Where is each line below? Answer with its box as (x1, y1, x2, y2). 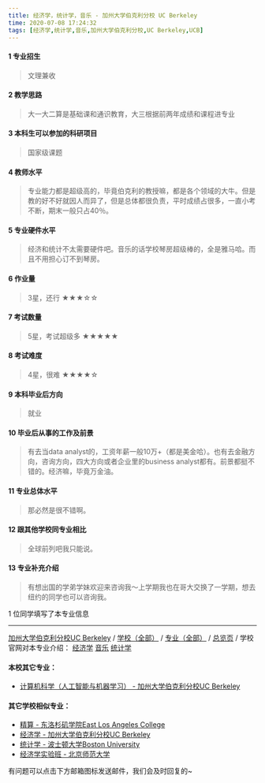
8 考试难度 (8, 351, 43, 360)
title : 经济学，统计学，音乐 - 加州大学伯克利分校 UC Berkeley (8, 11, 198, 20)
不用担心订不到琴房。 (34, 254, 104, 264)
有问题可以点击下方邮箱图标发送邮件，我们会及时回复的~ (8, 766, 193, 776)
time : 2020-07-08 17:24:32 (8, 19, 97, 27)
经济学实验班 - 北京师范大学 (19, 750, 110, 759)
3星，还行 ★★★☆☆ (27, 293, 99, 302)
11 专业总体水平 (8, 487, 58, 495)
